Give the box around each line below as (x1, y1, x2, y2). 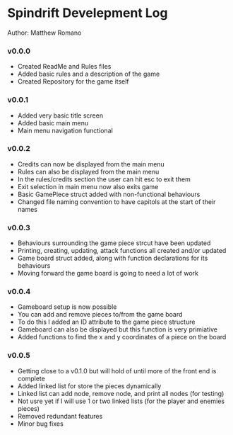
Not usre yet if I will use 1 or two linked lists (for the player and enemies (17, 397, 225, 405)
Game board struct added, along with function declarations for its (17, 254, 208, 263)
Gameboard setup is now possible (17, 303, 117, 311)
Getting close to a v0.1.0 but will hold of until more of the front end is (17, 366, 217, 375)
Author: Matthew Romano (7, 28, 82, 37)
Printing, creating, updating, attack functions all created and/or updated (17, 247, 227, 255)
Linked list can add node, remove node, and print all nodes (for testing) (17, 389, 225, 397)
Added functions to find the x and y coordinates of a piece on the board (17, 333, 227, 341)
